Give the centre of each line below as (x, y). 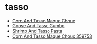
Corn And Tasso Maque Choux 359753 (52, 36)
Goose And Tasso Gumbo (38, 25)
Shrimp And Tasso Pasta (37, 31)
